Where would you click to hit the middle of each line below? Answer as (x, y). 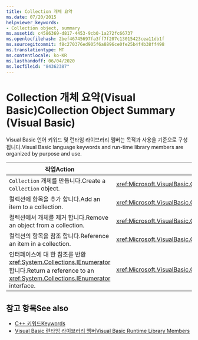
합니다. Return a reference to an (52, 270)
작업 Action (60, 170)
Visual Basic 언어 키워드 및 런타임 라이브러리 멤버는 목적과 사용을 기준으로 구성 (97, 140)
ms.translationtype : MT (35, 50)
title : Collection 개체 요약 (39, 11)
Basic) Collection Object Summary (91, 110)
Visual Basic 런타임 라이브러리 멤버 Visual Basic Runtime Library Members (102, 331)
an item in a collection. (40, 244)
